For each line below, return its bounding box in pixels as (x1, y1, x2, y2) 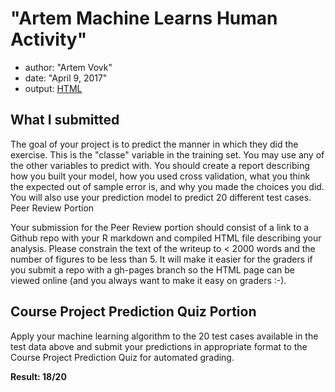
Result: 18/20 (10, 370, 67, 382)
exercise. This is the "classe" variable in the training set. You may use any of (10, 148, 325, 161)
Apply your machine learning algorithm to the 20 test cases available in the (10, 330, 319, 342)
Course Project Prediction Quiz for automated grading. (10, 351, 235, 363)
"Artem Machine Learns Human (10, 7, 278, 30)
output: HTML (24, 82, 83, 94)
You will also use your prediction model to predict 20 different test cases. (10, 191, 312, 203)
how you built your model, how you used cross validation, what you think (10, 170, 311, 182)
